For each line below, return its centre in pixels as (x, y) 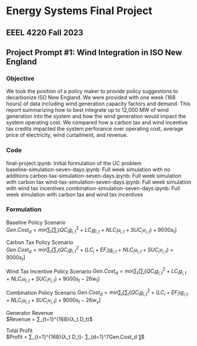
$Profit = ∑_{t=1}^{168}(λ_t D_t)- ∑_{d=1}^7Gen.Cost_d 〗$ (76, 337)
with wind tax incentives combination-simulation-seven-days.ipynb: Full (93, 188)
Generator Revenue (30, 313)
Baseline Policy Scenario (36, 222)
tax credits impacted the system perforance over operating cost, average (95, 129)
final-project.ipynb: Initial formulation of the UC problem (74, 163)
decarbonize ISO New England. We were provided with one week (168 (91, 98)
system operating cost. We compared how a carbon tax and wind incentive (97, 122)
